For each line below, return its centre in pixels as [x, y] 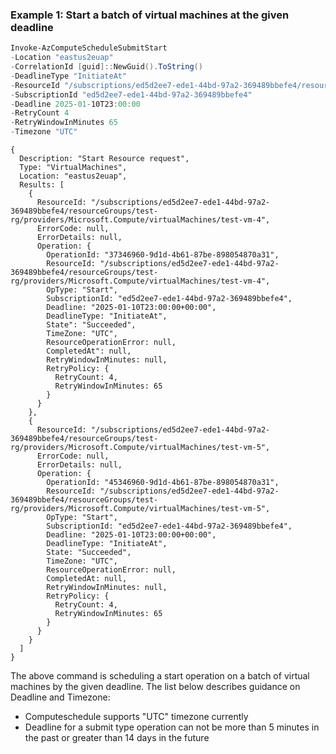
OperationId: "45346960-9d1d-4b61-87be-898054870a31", [163, 483]
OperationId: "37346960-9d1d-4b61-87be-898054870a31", [163, 255]
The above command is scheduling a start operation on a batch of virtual [160, 676]
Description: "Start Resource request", [104, 159]
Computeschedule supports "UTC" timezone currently [136, 717]
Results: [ [42, 185]
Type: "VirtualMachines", [73, 168]
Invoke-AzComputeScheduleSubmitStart [89, 48]
